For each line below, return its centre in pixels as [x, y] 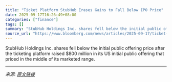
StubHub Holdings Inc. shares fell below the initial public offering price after [85, 48]
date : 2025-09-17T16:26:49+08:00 [41, 15]
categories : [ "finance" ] [32, 19]
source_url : [18, 34]
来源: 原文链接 [20, 74]
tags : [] [15, 24]
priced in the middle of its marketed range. [50, 59]
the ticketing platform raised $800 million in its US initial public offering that [85, 53]
